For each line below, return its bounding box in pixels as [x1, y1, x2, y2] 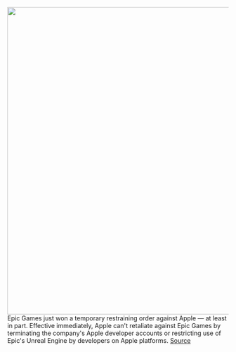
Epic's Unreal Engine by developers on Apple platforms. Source [7, 337, 191, 344]
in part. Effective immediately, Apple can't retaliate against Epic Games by [7, 322, 221, 330]
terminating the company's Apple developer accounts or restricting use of [7, 329, 221, 337]
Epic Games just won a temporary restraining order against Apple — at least [7, 314, 227, 322]
